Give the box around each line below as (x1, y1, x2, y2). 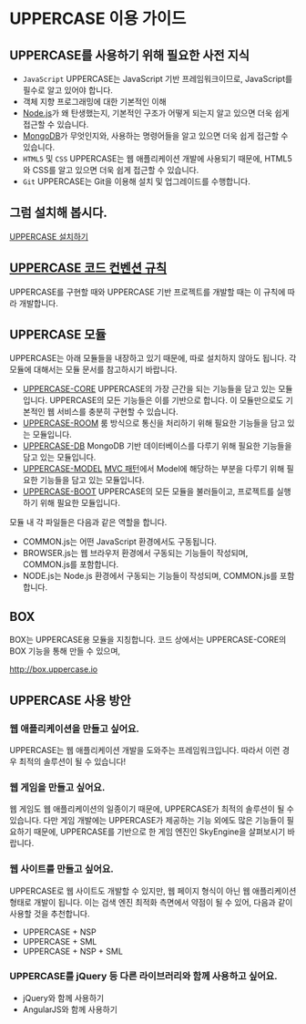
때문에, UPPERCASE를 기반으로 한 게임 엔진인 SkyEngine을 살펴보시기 (33, 826, 286, 837)
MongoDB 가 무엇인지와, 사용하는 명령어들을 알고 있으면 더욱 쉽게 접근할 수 (22, 130, 289, 141)
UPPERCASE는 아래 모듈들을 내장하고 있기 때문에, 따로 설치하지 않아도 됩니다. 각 (9, 353, 297, 364)
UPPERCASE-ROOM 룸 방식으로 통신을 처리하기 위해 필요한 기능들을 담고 (22, 418, 285, 429)
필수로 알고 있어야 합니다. (22, 85, 114, 96)
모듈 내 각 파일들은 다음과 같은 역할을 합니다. (9, 517, 168, 528)
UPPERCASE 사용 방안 (9, 692, 132, 708)
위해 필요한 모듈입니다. (39, 498, 121, 509)
